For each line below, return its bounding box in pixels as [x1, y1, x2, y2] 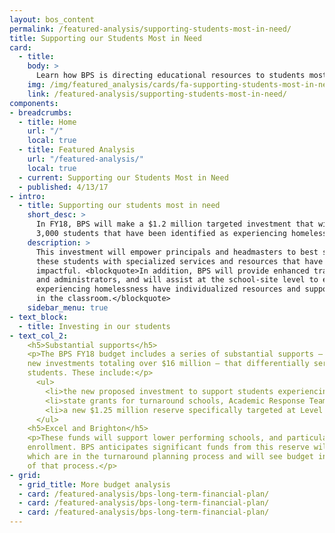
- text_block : [9, 312, 69, 322]
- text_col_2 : [9, 331, 69, 341]
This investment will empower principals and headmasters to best [35, 247, 319, 257]
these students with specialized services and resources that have [35, 256, 324, 266]
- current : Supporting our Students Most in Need [18, 172, 229, 183]
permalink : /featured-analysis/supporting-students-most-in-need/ [9, 24, 292, 34]
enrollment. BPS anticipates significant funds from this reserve [27, 442, 310, 453]
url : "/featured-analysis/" [27, 154, 144, 164]
